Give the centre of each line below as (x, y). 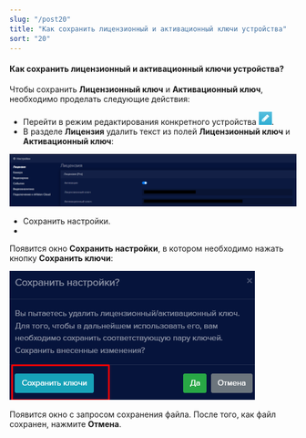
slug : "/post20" (40, 19)
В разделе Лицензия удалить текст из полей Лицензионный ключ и (156, 131)
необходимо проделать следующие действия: (100, 99)
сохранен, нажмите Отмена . (66, 424)
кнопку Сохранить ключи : (61, 258)
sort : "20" (30, 38)
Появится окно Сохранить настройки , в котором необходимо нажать (147, 249)
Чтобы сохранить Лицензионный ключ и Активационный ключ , (137, 89)
